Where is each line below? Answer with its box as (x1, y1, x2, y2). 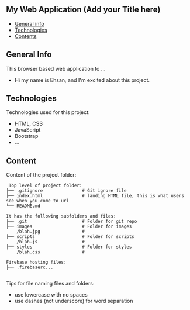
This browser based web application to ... (6, 65, 106, 72)
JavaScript (14, 126, 41, 133)
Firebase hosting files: (6, 260, 67, 266)
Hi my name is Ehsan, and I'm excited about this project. (14, 76, 150, 84)
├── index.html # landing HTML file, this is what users (6, 193, 184, 199)
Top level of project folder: (8, 182, 82, 189)
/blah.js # (16, 239, 85, 245)
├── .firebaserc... (6, 264, 54, 271)
